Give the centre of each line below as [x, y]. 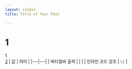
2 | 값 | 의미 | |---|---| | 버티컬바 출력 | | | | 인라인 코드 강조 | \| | [66, 62]
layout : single [20, 9]
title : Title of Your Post [32, 14]
